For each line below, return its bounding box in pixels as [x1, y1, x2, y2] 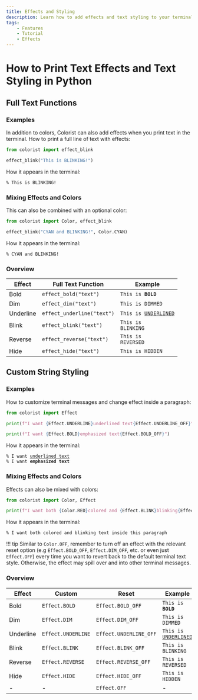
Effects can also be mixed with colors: [6, 486, 98, 493]
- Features [16, 25, 44, 31]
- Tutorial [16, 31, 44, 37]
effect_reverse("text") [42, 336, 109, 342]
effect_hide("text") [42, 348, 100, 354]
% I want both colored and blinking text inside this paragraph [6, 530, 167, 536]
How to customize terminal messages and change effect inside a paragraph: [6, 398, 192, 406]
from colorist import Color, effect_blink [6, 218, 112, 224]
